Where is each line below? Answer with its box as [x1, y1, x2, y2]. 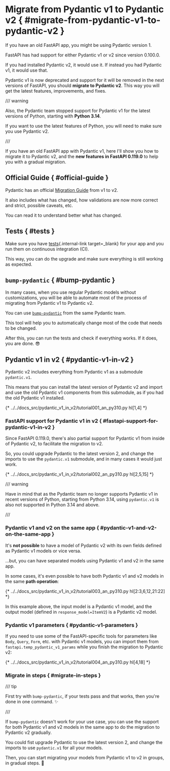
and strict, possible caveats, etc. [5, 202, 74, 208]
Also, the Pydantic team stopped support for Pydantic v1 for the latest [5, 107, 151, 113]
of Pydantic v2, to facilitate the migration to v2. [5, 441, 103, 447]
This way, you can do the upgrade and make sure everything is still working [5, 255, 163, 262]
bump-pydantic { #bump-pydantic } [5, 276, 115, 284]
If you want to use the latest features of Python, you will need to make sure [5, 123, 162, 129]
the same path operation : [5, 578, 59, 584]
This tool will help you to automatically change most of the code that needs [5, 320, 162, 326]
